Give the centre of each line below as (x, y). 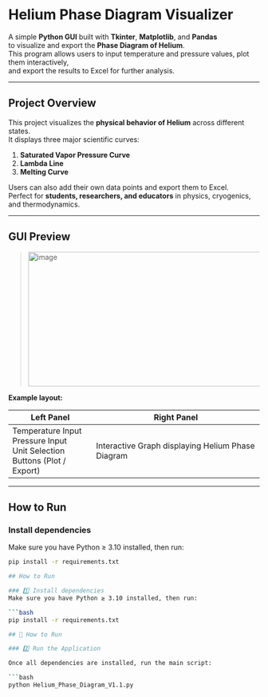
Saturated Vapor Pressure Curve (75, 155)
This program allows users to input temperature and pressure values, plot (129, 53)
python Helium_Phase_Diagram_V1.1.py (71, 685)
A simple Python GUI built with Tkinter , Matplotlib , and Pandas (113, 37)
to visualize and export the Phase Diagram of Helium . (97, 45)
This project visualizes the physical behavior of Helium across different (126, 122)
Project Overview (52, 103)
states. (19, 131)
